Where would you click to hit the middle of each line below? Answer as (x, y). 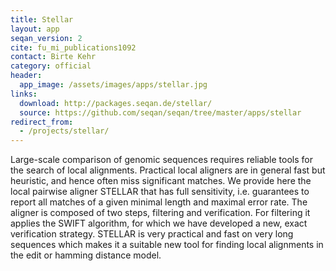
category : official (51, 66)
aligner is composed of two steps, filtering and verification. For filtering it (160, 213)
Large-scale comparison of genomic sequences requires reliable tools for (161, 160)
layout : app (35, 29)
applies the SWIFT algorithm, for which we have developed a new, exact (159, 223)
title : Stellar (42, 19)
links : (24, 94)
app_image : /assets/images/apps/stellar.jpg (113, 85)
